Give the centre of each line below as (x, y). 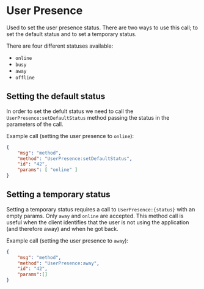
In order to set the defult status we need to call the (70, 111)
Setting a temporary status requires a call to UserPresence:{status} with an (101, 209)
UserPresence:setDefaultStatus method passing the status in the (88, 117)
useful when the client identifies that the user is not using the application (98, 222)
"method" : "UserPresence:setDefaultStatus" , (75, 159)
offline (25, 78)
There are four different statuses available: (60, 46)
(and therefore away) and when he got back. (63, 229)
